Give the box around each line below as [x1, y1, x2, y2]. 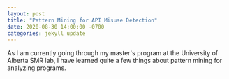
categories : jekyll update [7, 29, 86, 37]
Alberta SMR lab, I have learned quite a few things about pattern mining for [7, 57, 223, 65]
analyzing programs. [7, 64, 66, 72]
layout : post [7, 10, 45, 17]
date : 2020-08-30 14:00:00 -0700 [7, 23, 105, 30]
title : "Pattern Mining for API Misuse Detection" [7, 17, 158, 24]
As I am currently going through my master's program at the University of [7, 49, 219, 57]
